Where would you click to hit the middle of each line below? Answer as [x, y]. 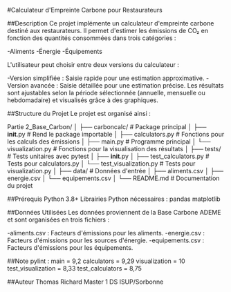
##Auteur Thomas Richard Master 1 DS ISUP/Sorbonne [85, 282]
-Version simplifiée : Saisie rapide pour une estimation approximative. [106, 78]
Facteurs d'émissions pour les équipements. [70, 247]
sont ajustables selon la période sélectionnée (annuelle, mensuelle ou [107, 93]
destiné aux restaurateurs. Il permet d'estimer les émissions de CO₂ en [108, 31]
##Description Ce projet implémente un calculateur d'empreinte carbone [111, 23]
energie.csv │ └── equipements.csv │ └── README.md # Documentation [113, 178]
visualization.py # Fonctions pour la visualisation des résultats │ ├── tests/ [114, 149]
